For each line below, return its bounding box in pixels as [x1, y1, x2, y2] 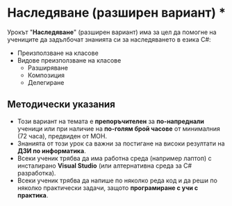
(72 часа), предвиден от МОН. [17, 132, 108, 140]
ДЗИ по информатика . [17, 146, 86, 154]
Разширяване [27, 63, 68, 72]
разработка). [17, 168, 56, 177]
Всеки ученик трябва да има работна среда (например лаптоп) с [17, 154, 212, 162]
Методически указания [7, 99, 116, 111]
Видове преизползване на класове [17, 56, 122, 64]
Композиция [27, 71, 65, 79]
